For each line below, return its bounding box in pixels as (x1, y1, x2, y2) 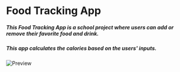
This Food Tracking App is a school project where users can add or (6, 23, 174, 30)
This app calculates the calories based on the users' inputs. (6, 45, 157, 52)
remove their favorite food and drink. (6, 30, 99, 37)
